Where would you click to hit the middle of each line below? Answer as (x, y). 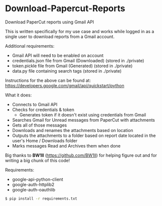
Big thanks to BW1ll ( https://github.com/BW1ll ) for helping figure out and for (81, 155)
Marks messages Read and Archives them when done (66, 146)
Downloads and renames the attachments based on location (72, 130)
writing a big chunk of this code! (37, 160)
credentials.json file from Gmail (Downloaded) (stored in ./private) (78, 60)
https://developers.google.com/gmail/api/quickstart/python (65, 85)
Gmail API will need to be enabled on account (58, 55)
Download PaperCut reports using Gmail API (50, 22)
